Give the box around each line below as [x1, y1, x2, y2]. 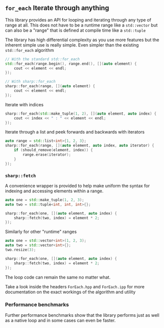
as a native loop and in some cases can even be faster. [5, 317, 116, 323]
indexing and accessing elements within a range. [5, 188, 104, 194]
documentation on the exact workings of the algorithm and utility [5, 289, 136, 295]
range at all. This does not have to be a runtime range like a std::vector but [5, 22, 158, 28]
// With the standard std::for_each [5, 56, 80, 62]
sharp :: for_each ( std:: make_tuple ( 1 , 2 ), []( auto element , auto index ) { [5, 111, 157, 116]
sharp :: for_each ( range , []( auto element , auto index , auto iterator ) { [5, 143, 154, 148]
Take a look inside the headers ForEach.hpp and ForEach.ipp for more [5, 283, 145, 289]
